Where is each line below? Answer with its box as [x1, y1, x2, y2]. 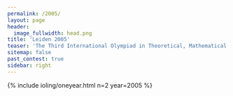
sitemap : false [7, 49, 52, 56]
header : [7, 23, 30, 30]
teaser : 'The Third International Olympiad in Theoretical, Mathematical [7, 42, 227, 49]
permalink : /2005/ [7, 10, 61, 17]
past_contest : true [7, 56, 64, 63]
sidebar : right [7, 62, 52, 69]
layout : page [7, 17, 45, 24]
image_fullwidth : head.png [13, 29, 92, 37]
